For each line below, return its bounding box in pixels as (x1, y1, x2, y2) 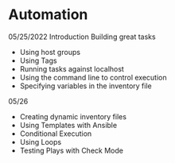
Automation (8, 6, 88, 24)
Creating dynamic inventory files (19, 111, 127, 121)
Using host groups (19, 47, 81, 56)
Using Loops (19, 137, 62, 146)
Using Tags (19, 56, 57, 65)
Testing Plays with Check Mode (19, 146, 123, 155)
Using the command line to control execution (19, 72, 167, 82)
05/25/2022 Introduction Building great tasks (8, 32, 157, 41)
